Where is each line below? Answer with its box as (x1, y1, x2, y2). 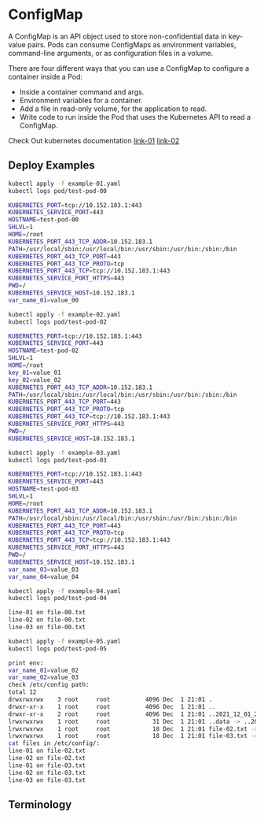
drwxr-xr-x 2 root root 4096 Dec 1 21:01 (8, 710, 206, 718)
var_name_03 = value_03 (8, 565, 79, 573)
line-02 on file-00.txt (8, 616, 86, 624)
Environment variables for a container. (19, 95, 143, 105)
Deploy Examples (8, 159, 96, 172)
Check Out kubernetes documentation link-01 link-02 (8, 135, 180, 145)
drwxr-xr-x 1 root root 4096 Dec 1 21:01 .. (8, 702, 216, 710)
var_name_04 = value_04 (8, 573, 79, 580)
